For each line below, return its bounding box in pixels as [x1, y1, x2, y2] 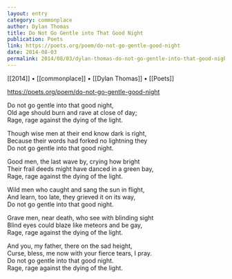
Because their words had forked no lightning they [7, 136, 148, 145]
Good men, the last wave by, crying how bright [7, 157, 140, 165]
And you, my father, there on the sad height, [7, 242, 133, 250]
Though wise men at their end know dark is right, [7, 129, 147, 137]
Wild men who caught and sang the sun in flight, [7, 185, 145, 194]
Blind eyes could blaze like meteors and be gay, [7, 221, 143, 229]
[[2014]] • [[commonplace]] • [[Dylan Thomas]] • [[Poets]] [7, 74, 175, 82]
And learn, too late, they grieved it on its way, [7, 192, 136, 201]
